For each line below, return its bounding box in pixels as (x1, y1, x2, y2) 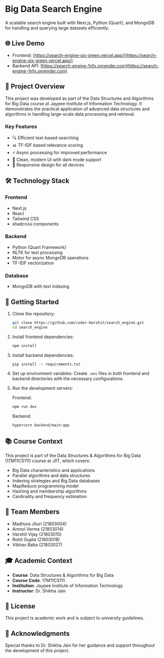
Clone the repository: (12, 311, 55, 316)
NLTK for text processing (12, 250, 63, 255)
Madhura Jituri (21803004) (12, 521, 67, 527)
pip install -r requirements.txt (12, 362, 81, 367)
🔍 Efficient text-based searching (12, 134, 79, 141)
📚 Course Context (5, 437, 63, 445)
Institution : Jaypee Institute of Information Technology (12, 582, 123, 589)
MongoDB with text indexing (12, 283, 70, 289)
